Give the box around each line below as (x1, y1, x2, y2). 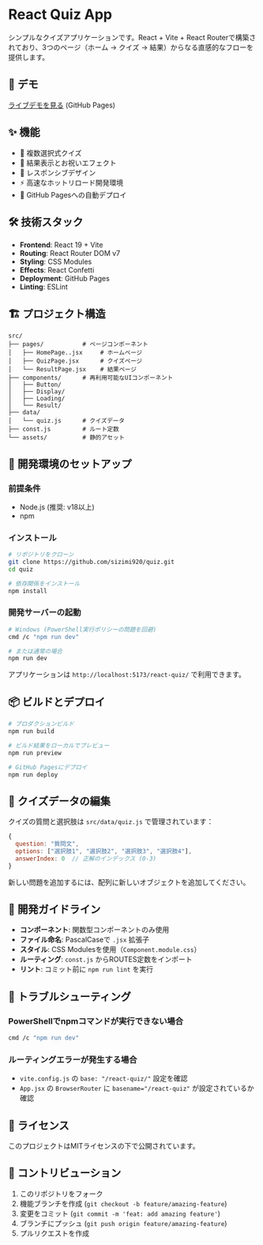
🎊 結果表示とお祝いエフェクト (19, 158, 117, 167)
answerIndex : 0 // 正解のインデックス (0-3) (15, 855, 157, 863)
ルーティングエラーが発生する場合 (8, 1054, 137, 1065)
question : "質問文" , (15, 840, 80, 848)
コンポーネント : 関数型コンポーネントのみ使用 (19, 925, 170, 935)
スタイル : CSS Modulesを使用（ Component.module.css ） (19, 945, 201, 954)
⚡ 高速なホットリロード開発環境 (19, 178, 124, 187)
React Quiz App (8, 6, 113, 24)
